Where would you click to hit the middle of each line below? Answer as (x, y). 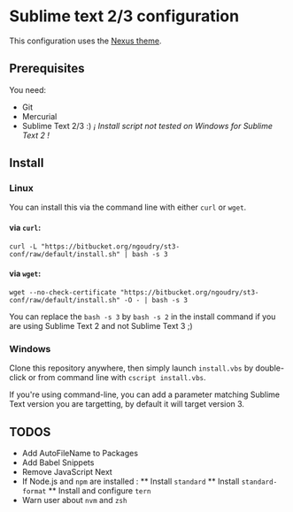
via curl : (25, 228)
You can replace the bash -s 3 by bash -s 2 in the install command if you (143, 317)
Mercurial (39, 116)
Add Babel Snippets (58, 462)
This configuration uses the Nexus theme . (85, 41)
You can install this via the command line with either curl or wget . (128, 207)
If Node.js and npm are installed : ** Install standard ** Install (131, 481)
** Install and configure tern (100, 490)
